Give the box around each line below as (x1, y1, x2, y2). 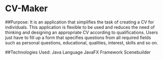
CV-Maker (5, 3, 48, 14)
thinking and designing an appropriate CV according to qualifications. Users (5, 29, 158, 35)
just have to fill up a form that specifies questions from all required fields (5, 35, 151, 40)
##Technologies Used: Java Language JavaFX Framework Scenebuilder (5, 49, 151, 55)
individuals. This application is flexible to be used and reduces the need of (5, 24, 155, 30)
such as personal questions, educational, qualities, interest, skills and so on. (5, 40, 158, 45)
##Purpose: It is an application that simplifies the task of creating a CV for (5, 19, 154, 25)
